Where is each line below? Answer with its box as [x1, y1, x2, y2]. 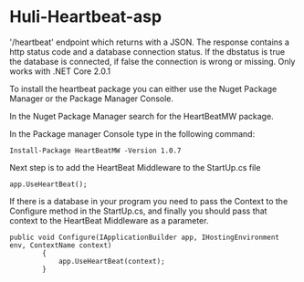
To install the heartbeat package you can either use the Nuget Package [9, 83, 278, 94]
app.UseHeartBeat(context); [58, 256, 166, 266]
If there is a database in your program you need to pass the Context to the [9, 195, 288, 206]
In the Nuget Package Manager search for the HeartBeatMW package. [9, 110, 274, 121]
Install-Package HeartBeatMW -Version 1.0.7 [9, 146, 182, 155]
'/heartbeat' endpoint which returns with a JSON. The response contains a [9, 37, 290, 47]
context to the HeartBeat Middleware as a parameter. [9, 214, 209, 225]
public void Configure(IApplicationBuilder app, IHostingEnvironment [9, 233, 280, 242]
